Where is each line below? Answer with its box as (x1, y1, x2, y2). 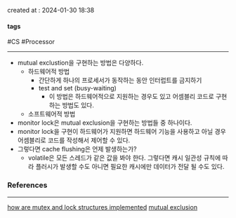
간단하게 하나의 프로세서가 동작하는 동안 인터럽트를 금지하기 (38, 76, 202, 85)
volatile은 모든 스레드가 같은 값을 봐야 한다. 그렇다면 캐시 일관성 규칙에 (27, 154, 221, 162)
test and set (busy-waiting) (38, 84, 117, 93)
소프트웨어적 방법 (27, 110, 76, 118)
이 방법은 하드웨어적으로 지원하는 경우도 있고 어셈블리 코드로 (48, 93, 214, 101)
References (7, 180, 48, 190)
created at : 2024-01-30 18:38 (7, 6, 95, 14)
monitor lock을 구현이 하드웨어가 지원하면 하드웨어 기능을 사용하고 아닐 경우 (17, 128, 226, 136)
